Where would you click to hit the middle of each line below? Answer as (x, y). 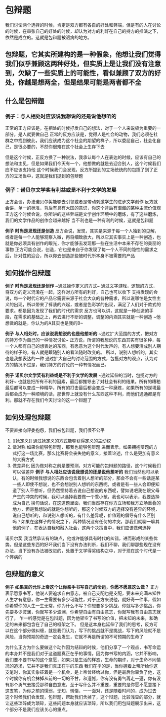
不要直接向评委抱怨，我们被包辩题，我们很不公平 (55, 430)
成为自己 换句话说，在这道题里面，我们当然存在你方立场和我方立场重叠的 (86, 503)
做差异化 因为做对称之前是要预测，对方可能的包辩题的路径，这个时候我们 (86, 466)
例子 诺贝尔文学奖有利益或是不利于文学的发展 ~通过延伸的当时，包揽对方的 (82, 375)
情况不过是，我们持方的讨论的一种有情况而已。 (61, 365)
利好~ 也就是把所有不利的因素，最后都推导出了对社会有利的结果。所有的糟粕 (83, 382)
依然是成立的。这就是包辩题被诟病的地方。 (48, 37)
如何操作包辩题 (28, 273)
